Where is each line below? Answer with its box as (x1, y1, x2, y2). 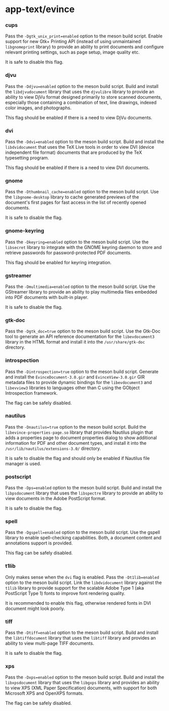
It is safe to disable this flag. (5, 59, 64, 65)
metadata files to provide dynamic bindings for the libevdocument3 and (5, 379, 152, 385)
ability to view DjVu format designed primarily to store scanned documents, (5, 94, 162, 100)
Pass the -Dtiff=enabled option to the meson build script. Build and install (5, 630, 159, 636)
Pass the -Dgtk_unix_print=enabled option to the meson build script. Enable (5, 33, 163, 39)
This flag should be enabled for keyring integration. (5, 259, 112, 265)
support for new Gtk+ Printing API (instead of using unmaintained (5, 38, 141, 45)
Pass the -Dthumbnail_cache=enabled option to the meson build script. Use (5, 189, 159, 195)
